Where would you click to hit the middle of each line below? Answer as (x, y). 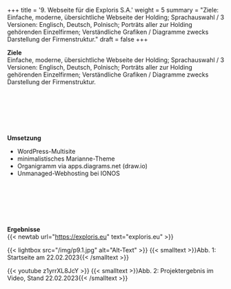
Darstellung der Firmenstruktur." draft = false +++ (78, 39)
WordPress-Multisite (46, 151)
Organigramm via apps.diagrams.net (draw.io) (82, 166)
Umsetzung (24, 138)
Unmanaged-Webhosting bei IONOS (69, 173)
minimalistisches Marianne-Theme (66, 159)
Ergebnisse (24, 229)
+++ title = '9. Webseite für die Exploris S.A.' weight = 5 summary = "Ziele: (113, 10)
